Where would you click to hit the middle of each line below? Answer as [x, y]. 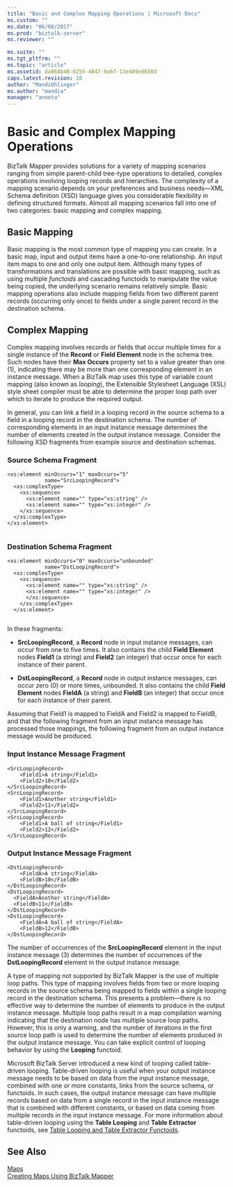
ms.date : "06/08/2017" [40, 26]
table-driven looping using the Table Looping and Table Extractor [102, 1122]
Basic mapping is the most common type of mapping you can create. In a [112, 249]
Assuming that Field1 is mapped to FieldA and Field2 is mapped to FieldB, [112, 714]
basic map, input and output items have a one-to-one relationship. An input [115, 256]
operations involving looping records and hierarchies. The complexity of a [113, 181]
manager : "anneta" [34, 98]
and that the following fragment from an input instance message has [105, 721]
